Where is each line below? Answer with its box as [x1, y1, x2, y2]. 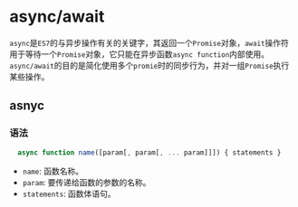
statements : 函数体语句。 [22, 188, 116, 199]
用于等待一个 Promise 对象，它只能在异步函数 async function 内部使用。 [9, 48, 270, 60]
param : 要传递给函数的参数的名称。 [22, 176, 151, 187]
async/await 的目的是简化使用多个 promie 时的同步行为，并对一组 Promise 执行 [9, 60, 290, 71]
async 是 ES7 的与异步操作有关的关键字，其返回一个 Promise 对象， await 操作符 [9, 37, 290, 48]
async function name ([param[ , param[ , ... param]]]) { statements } [17, 147, 282, 157]
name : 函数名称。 [22, 165, 84, 176]
